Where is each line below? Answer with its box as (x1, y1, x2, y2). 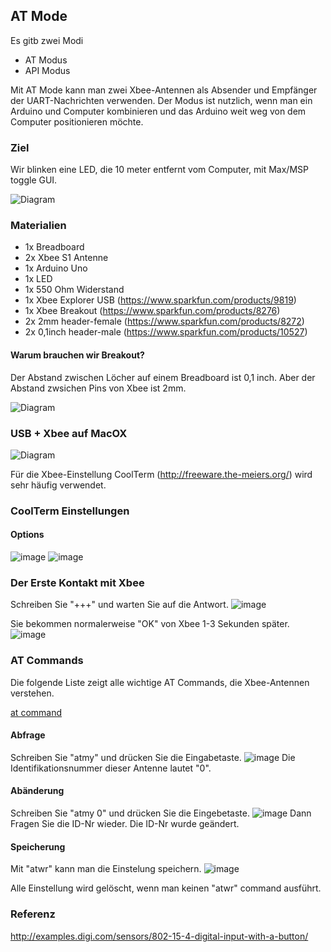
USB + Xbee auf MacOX (10, 426, 128, 440)
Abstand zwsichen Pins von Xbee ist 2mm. (10, 382, 187, 394)
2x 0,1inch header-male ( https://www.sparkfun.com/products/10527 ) (24, 326, 308, 338)
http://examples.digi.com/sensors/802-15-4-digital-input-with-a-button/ (10, 930, 309, 942)
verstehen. (10, 687, 55, 699)
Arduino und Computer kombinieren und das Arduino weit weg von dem (10, 105, 307, 117)
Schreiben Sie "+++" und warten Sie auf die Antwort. (10, 599, 229, 611)
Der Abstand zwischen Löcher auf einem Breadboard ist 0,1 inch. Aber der (10, 371, 316, 383)
